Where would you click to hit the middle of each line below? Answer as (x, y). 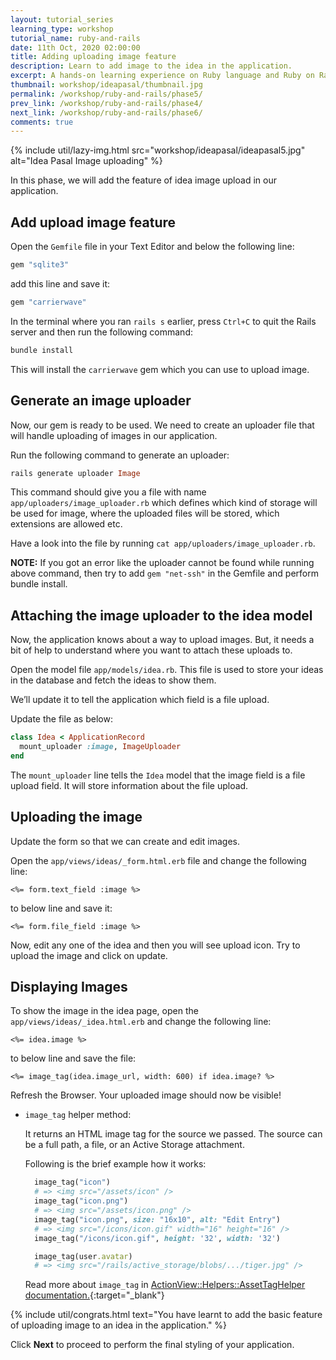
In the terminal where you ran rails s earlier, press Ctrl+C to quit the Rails (163, 321)
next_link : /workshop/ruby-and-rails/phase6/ (106, 112)
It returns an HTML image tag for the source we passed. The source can (173, 1134)
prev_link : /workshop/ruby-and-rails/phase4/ (106, 103)
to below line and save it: (61, 908)
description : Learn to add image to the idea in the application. (151, 66)
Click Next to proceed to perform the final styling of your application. (152, 1345)
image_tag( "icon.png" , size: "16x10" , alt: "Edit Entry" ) (157, 1219)
